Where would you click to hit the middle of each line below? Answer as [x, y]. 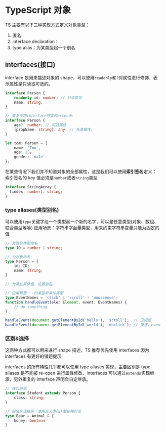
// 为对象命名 [18, 257]
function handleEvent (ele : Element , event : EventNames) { [66, 302]
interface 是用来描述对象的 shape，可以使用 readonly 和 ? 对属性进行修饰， [79, 78]
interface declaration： [36, 41]
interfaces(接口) [30, 65]
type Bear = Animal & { [30, 416]
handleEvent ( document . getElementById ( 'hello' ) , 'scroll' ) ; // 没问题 [78, 320]
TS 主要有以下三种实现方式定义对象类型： [47, 25]
